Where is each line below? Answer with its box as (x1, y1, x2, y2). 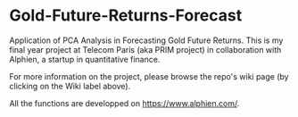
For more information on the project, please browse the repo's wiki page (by (9, 71, 289, 81)
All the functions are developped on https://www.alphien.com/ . (9, 97, 240, 108)
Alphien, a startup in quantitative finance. (9, 54, 161, 64)
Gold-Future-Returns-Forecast (9, 5, 243, 26)
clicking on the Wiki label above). (9, 80, 131, 91)
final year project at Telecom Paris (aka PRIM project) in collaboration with (9, 44, 282, 54)
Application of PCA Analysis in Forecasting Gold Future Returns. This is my (9, 35, 284, 46)
